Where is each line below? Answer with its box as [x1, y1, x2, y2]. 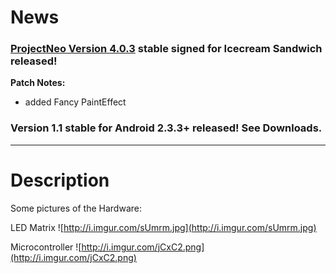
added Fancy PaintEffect [24, 96, 127, 108]
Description [10, 169, 110, 191]
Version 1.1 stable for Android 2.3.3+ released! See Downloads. [10, 121, 323, 135]
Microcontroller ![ [10, 241, 82, 253]
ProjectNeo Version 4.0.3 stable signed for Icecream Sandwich [10, 42, 323, 56]
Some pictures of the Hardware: [10, 202, 142, 214]
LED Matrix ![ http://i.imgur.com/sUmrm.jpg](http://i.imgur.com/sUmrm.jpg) [10, 221, 317, 233]
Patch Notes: [10, 77, 66, 89]
